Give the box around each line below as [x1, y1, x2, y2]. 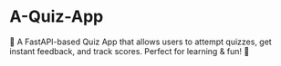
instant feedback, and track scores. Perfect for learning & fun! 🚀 [9, 45, 250, 56]
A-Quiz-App [9, 6, 104, 27]
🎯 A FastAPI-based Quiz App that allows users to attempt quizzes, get [9, 36, 272, 47]
